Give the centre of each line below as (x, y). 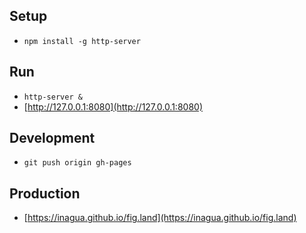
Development (52, 138)
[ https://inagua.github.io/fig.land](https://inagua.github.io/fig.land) (160, 218)
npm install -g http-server (82, 41)
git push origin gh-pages (77, 163)
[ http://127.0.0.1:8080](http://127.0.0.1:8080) (113, 106)
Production (45, 193)
